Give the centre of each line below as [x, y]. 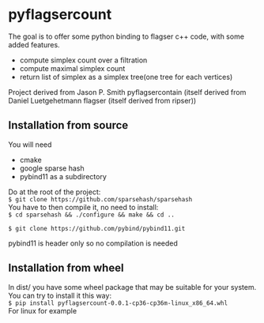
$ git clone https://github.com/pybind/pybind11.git [97, 228]
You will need [30, 145]
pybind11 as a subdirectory [63, 176]
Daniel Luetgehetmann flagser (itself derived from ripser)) [102, 100]
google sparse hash [52, 168]
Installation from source [68, 125]
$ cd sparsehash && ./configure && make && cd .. [92, 215]
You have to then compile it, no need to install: [83, 207]
